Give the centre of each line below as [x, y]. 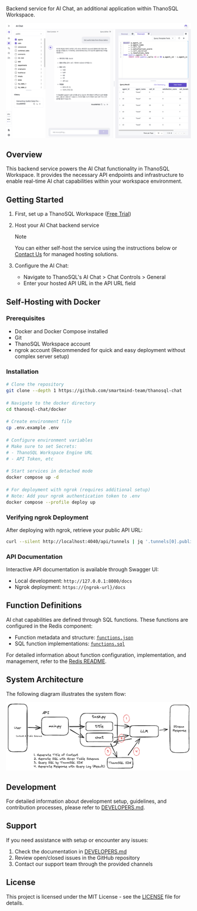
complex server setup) [42, 356]
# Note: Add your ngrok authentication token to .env [73, 496]
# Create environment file [39, 422]
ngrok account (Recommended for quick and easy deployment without [100, 350]
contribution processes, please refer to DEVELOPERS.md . [76, 808]
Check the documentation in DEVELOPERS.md [71, 851]
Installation [23, 371]
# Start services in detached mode [50, 471]
